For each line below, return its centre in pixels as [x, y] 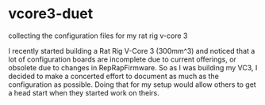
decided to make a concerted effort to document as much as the [114, 76]
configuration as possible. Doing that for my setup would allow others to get [132, 84]
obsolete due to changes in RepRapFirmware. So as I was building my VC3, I [133, 67]
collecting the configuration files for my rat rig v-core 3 [98, 36]
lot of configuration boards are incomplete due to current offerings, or [122, 59]
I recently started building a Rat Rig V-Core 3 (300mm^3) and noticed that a [132, 51]
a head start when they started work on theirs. [84, 92]
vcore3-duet [51, 14]
